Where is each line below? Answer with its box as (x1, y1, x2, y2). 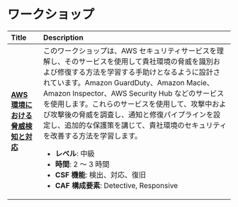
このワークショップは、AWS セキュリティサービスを (42, 45, 217, 55)
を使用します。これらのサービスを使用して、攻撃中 (42, 99, 212, 108)
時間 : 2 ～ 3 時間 (55, 159, 110, 169)
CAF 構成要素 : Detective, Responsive (55, 180, 178, 190)
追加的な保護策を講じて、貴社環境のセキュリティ (64, 120, 227, 130)
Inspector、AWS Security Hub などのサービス (72, 88, 225, 98)
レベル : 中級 (55, 148, 95, 158)
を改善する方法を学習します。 (42, 130, 142, 140)
